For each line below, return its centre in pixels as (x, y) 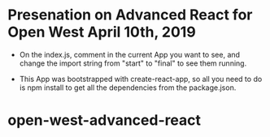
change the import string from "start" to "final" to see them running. (133, 63)
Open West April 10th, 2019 (102, 32)
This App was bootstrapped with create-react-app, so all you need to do (141, 79)
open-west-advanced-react (104, 120)
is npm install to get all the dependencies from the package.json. (128, 88)
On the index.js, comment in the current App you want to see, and (130, 54)
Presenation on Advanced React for (130, 15)
